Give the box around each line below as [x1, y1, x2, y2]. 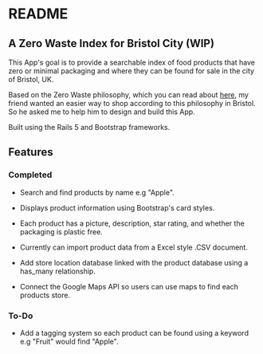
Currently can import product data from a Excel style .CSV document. [19, 242, 249, 252]
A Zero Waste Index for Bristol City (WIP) [8, 37, 215, 50]
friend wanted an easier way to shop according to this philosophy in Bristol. [8, 99, 257, 108]
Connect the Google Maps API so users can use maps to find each [19, 281, 239, 291]
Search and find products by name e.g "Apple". [19, 187, 175, 197]
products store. [19, 290, 70, 300]
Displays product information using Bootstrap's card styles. [19, 203, 215, 212]
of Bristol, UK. [8, 75, 54, 84]
